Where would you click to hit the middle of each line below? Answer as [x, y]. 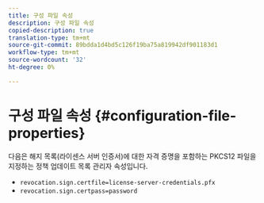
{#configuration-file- [166, 115]
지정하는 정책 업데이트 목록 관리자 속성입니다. [78, 166]
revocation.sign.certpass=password [78, 191]
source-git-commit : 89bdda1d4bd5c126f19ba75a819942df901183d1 [113, 45]
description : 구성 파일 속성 [52, 23]
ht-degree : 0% [32, 67]
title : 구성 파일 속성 [41, 15]
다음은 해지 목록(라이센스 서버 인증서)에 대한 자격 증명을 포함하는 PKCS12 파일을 [132, 156]
